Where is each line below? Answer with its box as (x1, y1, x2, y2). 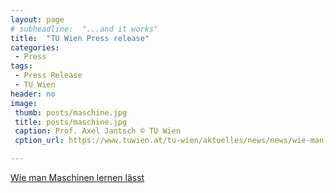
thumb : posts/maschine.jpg (14, 107, 128, 118)
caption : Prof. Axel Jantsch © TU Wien (14, 126, 182, 136)
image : (10, 98, 38, 108)
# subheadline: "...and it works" (10, 24, 159, 34)
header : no (10, 89, 56, 99)
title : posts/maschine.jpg (14, 117, 128, 127)
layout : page (10, 14, 65, 25)
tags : (10, 61, 33, 71)
